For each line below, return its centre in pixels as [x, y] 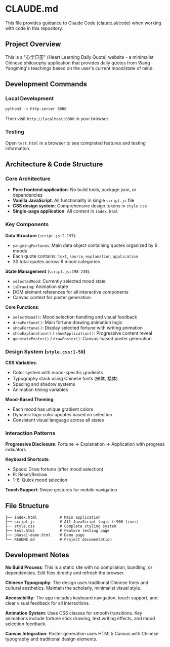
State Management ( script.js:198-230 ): [48, 271]
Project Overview [33, 44]
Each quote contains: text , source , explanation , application [75, 256]
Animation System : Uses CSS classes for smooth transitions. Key [74, 613]
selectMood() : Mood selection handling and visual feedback [75, 317]
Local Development [30, 98]
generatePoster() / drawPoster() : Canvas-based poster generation [82, 338]
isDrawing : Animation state [40, 286]
